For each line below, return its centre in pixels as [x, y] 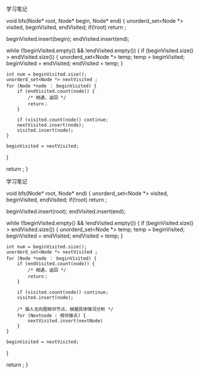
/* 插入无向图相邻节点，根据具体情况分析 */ [65, 309]
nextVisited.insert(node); [51, 125]
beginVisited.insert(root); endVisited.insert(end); [66, 211]
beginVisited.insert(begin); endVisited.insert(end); [68, 39]
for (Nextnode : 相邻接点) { [52, 316]
